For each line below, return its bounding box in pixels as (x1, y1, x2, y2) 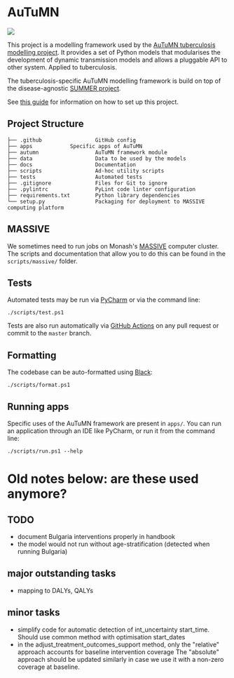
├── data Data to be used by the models (7, 155, 187, 162)
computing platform (7, 204, 64, 211)
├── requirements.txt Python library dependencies (7, 192, 180, 199)
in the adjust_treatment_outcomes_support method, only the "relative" (17, 640, 219, 649)
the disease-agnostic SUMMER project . (7, 84, 121, 92)
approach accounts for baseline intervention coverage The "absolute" (17, 647, 219, 656)
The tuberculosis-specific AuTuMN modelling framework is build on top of (7, 77, 221, 85)
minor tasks (7, 606, 61, 618)
